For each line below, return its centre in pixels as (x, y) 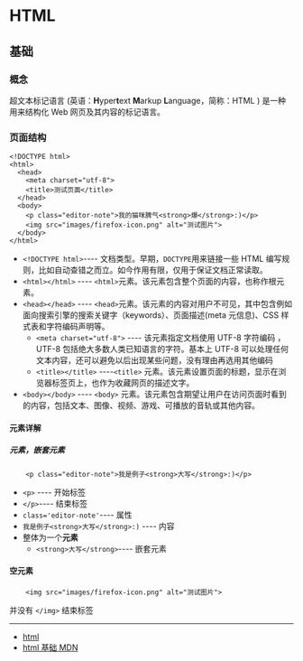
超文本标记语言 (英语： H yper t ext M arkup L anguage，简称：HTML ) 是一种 (148, 100)
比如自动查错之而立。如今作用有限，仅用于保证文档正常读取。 (153, 270)
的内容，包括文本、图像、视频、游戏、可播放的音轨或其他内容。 (141, 405)
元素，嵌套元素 (37, 450)
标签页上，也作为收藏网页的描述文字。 (123, 383)
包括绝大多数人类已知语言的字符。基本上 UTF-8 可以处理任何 (176, 349)
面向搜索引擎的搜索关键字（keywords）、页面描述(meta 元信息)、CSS (151, 315)
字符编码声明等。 (78, 327)
